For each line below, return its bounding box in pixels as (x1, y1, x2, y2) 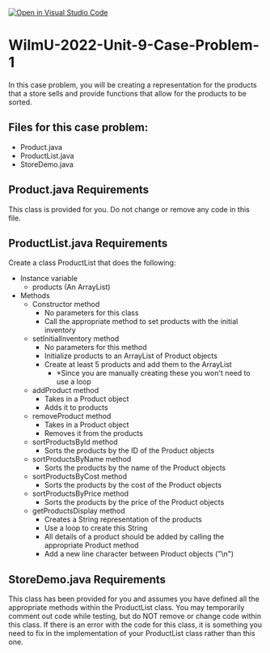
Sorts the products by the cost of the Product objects (44, 480, 222, 490)
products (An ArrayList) (32, 282, 111, 292)
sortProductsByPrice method (32, 489, 129, 498)
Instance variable (19, 274, 78, 284)
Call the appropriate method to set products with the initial (44, 317, 238, 326)
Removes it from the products (44, 429, 144, 438)
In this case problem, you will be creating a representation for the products (8, 79, 257, 89)
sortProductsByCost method (32, 472, 128, 481)
